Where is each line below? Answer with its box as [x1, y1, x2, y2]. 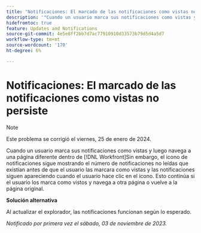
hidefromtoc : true [6, 20, 52, 26]
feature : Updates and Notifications [6, 25, 98, 32]
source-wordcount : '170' [6, 42, 68, 48]
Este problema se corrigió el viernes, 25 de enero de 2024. [6, 135, 151, 142]
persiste [6, 104, 48, 117]
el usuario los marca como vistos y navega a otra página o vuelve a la [6, 179, 178, 186]
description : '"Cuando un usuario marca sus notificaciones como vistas [6, 14, 191, 20]
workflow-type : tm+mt [6, 36, 60, 42]
